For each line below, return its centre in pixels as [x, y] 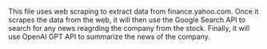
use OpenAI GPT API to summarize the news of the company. [109, 36]
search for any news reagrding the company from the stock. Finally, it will [129, 28]
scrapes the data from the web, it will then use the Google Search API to [127, 20]
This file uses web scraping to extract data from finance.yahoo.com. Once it [133, 11]
